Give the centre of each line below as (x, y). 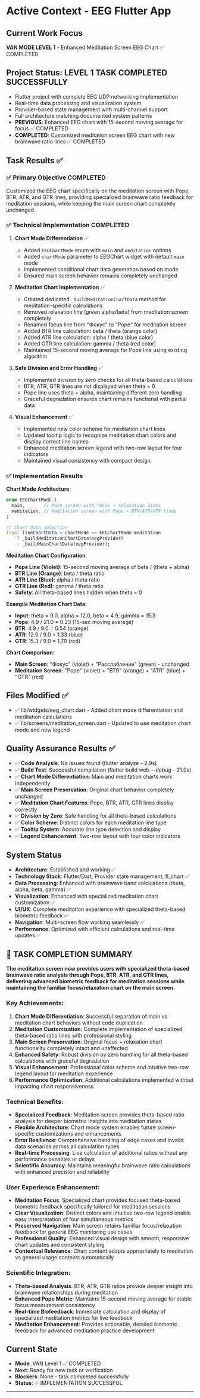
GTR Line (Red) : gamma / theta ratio (59, 586)
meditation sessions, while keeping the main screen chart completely (91, 203)
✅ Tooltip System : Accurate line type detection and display (88, 829)
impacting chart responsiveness (54, 1086)
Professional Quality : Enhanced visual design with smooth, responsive (102, 1238)
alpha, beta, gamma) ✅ (43, 889)
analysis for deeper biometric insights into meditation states (88, 1121)
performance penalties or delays (55, 1159)
